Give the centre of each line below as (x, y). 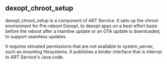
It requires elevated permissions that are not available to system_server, (80, 46)
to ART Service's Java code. (35, 57)
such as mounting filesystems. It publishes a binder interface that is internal (83, 51)
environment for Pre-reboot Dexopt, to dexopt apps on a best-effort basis (81, 26)
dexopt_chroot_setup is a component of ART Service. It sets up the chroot (82, 20)
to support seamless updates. (36, 36)
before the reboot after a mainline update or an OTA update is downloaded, (83, 31)
